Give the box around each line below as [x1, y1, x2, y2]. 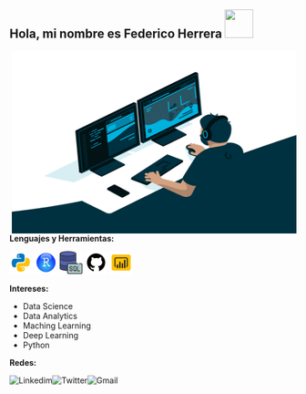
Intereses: [9, 283, 49, 294]
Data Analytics [22, 310, 77, 321]
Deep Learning [22, 329, 79, 340]
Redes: [9, 357, 37, 368]
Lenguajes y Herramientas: [9, 233, 115, 244]
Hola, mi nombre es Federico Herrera [9, 26, 223, 42]
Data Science [22, 300, 74, 311]
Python [22, 339, 50, 350]
